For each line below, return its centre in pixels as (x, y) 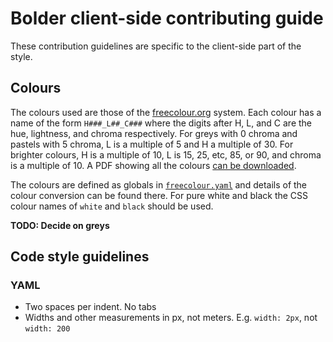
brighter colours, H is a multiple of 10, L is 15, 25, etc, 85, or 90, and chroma (166, 154)
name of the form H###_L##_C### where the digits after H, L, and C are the (161, 123)
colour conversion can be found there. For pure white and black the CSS (159, 195)
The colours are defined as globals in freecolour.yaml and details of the (159, 184)
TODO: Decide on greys (60, 225)
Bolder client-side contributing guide (167, 18)
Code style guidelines (80, 257)
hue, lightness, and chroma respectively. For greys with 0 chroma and (154, 133)
